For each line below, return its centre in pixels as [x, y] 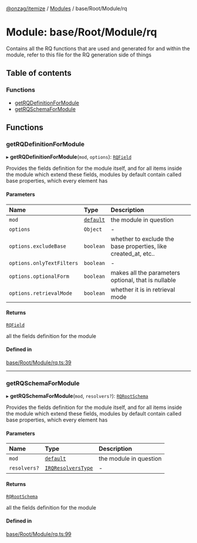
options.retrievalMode [40, 293]
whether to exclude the [142, 239]
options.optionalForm [39, 276]
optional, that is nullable [143, 280]
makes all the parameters [145, 273]
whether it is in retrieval [143, 289]
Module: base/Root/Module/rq [81, 32]
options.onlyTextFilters [44, 263]
